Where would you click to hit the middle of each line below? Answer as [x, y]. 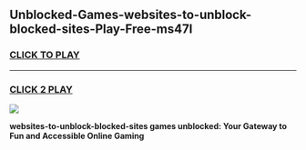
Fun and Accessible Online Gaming [77, 135]
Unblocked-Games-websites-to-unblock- [131, 15]
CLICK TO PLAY [45, 55]
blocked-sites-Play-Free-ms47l [101, 30]
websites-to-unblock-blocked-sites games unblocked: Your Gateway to [148, 125]
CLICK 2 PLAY [41, 89]
